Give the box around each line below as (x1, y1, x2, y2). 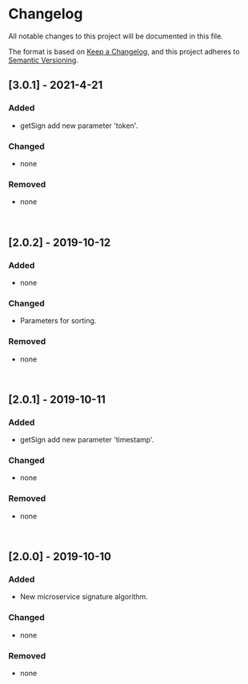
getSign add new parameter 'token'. (19, 121, 138, 130)
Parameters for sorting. (19, 316, 97, 326)
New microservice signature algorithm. (19, 592, 148, 602)
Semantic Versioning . (8, 55, 78, 65)
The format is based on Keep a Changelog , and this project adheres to (8, 46, 240, 56)
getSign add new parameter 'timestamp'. (19, 435, 154, 445)
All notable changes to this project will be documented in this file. (8, 31, 224, 41)
